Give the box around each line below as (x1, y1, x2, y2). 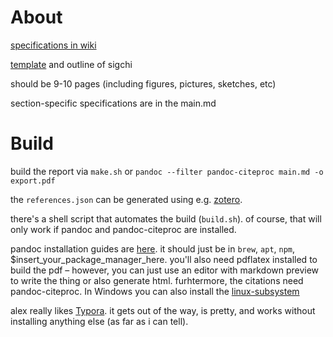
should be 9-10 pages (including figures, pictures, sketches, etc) (10, 77, 277, 90)
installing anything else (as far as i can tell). (10, 315, 189, 327)
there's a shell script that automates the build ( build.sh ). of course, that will (10, 212, 322, 225)
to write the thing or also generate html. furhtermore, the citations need (10, 274, 304, 286)
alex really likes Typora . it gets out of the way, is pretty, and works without (10, 304, 316, 316)
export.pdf (10, 176, 56, 186)
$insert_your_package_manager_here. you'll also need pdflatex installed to (10, 253, 318, 265)
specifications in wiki (10, 39, 97, 51)
